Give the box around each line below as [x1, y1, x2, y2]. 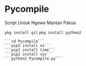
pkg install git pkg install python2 [4, 30, 82, 35]
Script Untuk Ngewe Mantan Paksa [4, 20, 76, 26]
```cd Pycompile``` [4, 38, 45, 44]
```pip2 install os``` [4, 43, 51, 48]
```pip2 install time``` [4, 47, 56, 52]
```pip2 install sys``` [4, 52, 54, 57]
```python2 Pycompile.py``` [4, 56, 63, 61]
